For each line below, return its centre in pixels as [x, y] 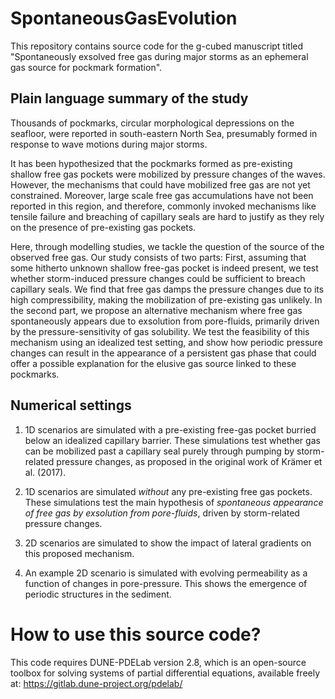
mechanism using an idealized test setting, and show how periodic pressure [166, 342]
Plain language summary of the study [129, 98]
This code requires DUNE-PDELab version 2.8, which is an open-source [158, 662]
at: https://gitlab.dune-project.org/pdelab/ [96, 683]
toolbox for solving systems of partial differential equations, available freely [165, 673]
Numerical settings [71, 405]
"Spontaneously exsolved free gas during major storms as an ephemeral [159, 56]
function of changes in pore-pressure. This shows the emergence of [166, 583]
